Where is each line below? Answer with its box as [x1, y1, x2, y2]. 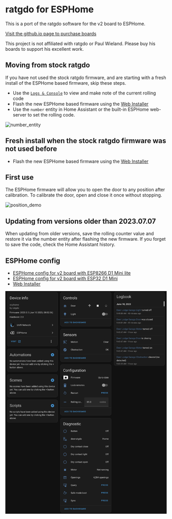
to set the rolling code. [27, 111, 75, 118]
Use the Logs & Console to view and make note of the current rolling [12, 90, 156, 96]
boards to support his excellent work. [5, 46, 84, 52]
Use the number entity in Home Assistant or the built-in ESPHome [12, 106, 149, 112]
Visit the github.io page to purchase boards [5, 30, 97, 36]
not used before [5, 145, 57, 153]
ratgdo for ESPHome [5, 4, 94, 15]
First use [5, 173, 34, 182]
